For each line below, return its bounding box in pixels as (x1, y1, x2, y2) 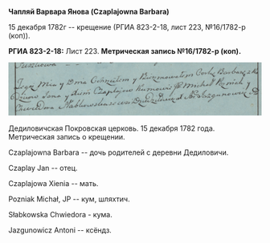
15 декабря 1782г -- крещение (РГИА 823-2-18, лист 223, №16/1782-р (8, 22, 247, 31)
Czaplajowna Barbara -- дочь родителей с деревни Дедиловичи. (8, 148, 229, 157)
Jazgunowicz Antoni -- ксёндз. (8, 225, 112, 235)
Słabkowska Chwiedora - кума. (8, 210, 112, 220)
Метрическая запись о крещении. (8, 132, 125, 142)
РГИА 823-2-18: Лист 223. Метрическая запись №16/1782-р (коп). (8, 47, 242, 55)
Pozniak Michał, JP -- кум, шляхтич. (8, 194, 130, 204)
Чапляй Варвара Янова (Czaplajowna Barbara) (8, 7, 170, 16)
